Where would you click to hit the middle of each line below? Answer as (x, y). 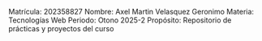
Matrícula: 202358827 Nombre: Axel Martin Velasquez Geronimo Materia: (131, 12)
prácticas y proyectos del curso (61, 29)
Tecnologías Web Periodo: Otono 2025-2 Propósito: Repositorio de (120, 20)
